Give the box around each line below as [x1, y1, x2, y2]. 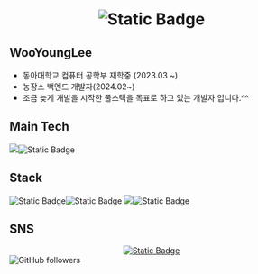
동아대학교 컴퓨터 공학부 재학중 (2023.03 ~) [22, 70, 179, 80]
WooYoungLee [9, 45, 93, 60]
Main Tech [9, 119, 69, 134]
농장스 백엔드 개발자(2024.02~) [22, 81, 135, 92]
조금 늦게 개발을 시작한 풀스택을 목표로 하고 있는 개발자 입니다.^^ [22, 93, 250, 103]
